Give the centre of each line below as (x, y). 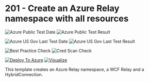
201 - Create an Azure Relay (62, 8)
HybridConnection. (24, 74)
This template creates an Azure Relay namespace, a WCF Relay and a (75, 69)
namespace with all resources (67, 19)
